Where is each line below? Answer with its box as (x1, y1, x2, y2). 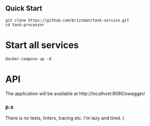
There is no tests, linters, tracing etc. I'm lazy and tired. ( (5, 115, 124, 121)
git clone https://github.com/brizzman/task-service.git (5, 17, 130, 23)
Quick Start (5, 4, 42, 13)
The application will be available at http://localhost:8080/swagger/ (5, 90, 145, 97)
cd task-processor (5, 22, 45, 27)
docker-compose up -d (5, 56, 52, 61)
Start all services (5, 40, 79, 51)
